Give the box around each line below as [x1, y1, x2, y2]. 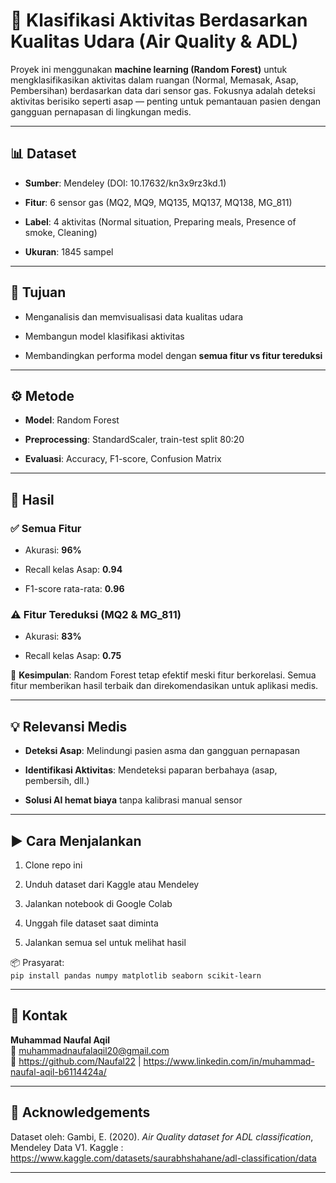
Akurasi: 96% [24, 544, 82, 556]
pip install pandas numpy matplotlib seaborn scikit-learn [10, 970, 262, 981]
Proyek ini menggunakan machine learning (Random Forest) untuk [10, 63, 288, 75]
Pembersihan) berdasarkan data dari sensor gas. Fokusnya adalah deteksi [10, 84, 316, 96]
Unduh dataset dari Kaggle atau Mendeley [24, 878, 200, 890]
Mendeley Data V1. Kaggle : [10, 1141, 124, 1153]
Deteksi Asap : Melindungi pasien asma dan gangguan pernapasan [24, 745, 300, 757]
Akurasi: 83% [24, 630, 82, 643]
